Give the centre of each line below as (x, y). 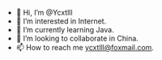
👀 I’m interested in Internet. (61, 21)
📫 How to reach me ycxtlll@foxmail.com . (85, 47)
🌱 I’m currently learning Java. (65, 30)
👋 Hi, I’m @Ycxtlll (44, 13)
